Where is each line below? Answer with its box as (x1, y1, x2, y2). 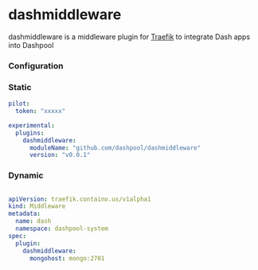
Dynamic (8, 170, 44, 181)
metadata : (8, 209, 41, 218)
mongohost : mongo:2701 (29, 254, 105, 262)
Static (8, 81, 32, 92)
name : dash (15, 217, 52, 225)
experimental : (8, 121, 56, 129)
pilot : (8, 100, 30, 108)
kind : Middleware (8, 202, 66, 210)
